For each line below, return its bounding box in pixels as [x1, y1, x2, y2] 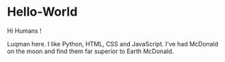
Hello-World [7, 4, 78, 20]
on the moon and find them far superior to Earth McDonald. [7, 47, 174, 55]
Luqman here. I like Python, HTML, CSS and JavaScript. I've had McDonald [7, 40, 219, 48]
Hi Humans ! [7, 27, 42, 35]
